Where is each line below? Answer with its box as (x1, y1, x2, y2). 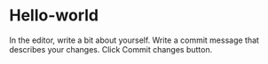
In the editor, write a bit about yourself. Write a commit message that (9, 35, 260, 45)
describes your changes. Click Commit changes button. (9, 44, 213, 54)
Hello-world (9, 5, 99, 26)
